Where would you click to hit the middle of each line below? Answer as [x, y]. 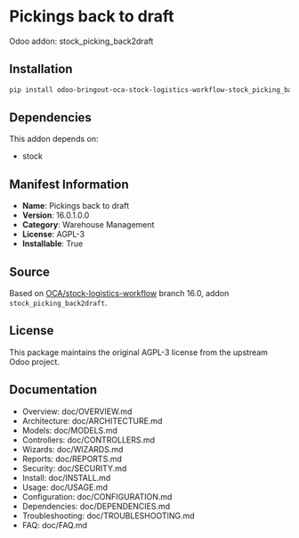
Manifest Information [69, 184]
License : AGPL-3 [53, 235]
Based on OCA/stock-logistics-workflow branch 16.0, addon [119, 294]
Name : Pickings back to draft [76, 206]
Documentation [53, 390]
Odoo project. [35, 361]
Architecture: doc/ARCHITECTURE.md [92, 420]
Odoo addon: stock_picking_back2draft [81, 41]
